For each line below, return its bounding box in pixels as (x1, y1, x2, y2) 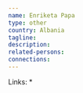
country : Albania (8, 26, 65, 34)
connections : (8, 56, 51, 64)
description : (8, 41, 51, 49)
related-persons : (8, 48, 65, 56)
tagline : (8, 33, 37, 42)
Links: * (8, 76, 33, 87)
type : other (8, 19, 47, 27)
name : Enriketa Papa (8, 11, 76, 20)
